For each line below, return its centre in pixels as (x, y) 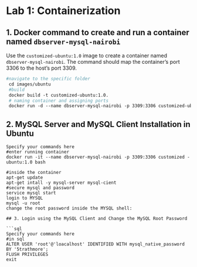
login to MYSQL (25, 198)
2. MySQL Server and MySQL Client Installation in (98, 124)
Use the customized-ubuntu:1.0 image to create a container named (87, 56)
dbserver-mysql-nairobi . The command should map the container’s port (93, 62)
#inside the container (34, 173)
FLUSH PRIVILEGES (27, 255)
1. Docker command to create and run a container (98, 32)
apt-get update (25, 178)
